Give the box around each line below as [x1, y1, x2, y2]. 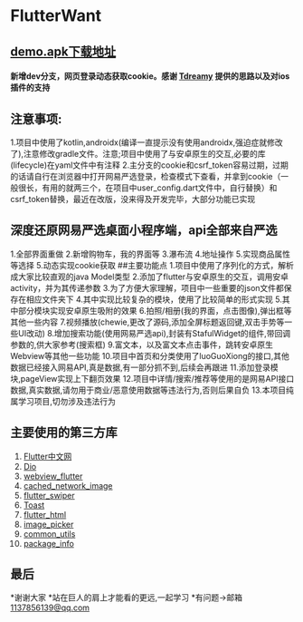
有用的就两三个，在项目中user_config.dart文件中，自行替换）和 [41, 182, 278, 193]
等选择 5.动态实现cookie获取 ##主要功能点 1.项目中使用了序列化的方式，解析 [10, 259, 295, 270]
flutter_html [23, 509, 67, 520]
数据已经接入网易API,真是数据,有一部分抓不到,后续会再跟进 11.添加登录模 [10, 362, 279, 373]
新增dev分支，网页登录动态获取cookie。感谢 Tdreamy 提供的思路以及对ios [10, 71, 290, 82]
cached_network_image [23, 480, 113, 491]
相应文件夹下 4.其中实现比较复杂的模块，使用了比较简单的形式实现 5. [25, 294, 283, 305]
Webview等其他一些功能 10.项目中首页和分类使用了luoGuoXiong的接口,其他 [10, 350, 290, 361]
